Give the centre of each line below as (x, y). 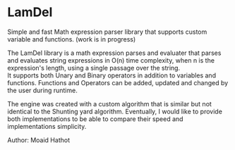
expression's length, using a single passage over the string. (94, 68)
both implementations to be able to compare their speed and (95, 119)
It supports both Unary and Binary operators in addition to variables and (112, 75)
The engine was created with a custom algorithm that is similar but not (109, 104)
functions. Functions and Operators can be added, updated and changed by (118, 82)
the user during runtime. (42, 90)
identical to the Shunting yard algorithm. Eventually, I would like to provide (115, 111)
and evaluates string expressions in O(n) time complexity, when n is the (111, 60)
